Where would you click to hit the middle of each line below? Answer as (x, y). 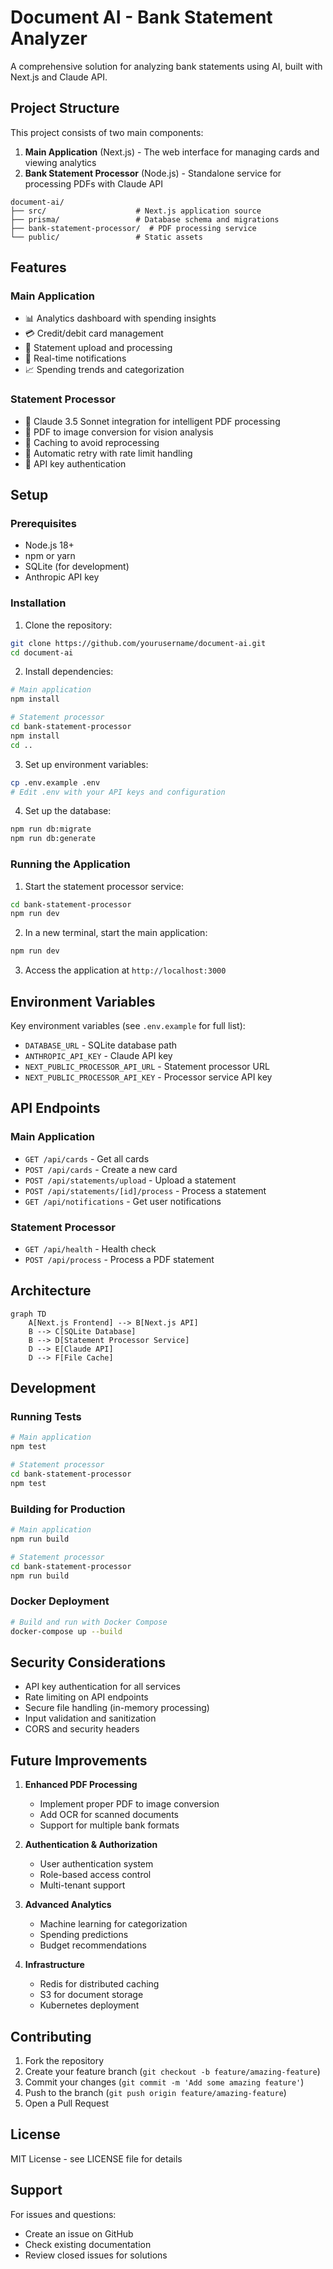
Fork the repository (64, 2060)
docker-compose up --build (66, 1631)
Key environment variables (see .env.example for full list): (128, 1025)
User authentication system (96, 1864)
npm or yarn (50, 556)
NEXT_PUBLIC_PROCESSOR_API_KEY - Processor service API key (148, 1077)
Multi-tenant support (82, 1885)
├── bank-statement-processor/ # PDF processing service (133, 228)
